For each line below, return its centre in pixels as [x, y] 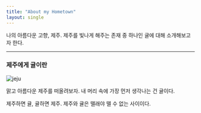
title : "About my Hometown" [41, 12]
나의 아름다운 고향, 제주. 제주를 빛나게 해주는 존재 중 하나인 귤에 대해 [86, 35]
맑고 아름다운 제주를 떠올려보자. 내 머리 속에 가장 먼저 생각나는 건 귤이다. [91, 91]
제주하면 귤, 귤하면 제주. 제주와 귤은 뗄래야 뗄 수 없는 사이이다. [79, 103]
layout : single [25, 17]
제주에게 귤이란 [27, 65]
